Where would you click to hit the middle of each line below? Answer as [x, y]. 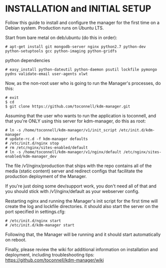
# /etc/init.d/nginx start [33, 220]
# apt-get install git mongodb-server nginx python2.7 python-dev [76, 46]
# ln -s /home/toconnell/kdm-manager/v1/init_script [61, 130]
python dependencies [28, 60]
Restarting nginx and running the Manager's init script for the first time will [82, 201]
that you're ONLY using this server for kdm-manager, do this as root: [76, 121]
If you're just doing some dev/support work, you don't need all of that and [81, 186]
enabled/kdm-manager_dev [31, 156]
